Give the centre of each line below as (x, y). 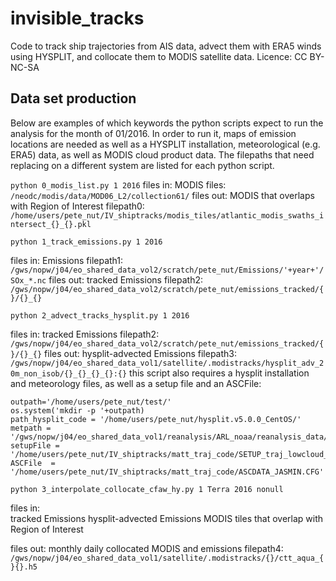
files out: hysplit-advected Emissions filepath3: (141, 353)
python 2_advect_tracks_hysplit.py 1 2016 (100, 315)
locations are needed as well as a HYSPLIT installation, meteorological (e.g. (165, 144)
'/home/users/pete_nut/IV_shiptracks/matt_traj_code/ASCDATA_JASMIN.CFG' (167, 472)
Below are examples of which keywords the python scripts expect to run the (167, 123)
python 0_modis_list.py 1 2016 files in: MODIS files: (118, 184)
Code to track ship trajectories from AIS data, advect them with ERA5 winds (166, 46)
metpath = (31, 428)
